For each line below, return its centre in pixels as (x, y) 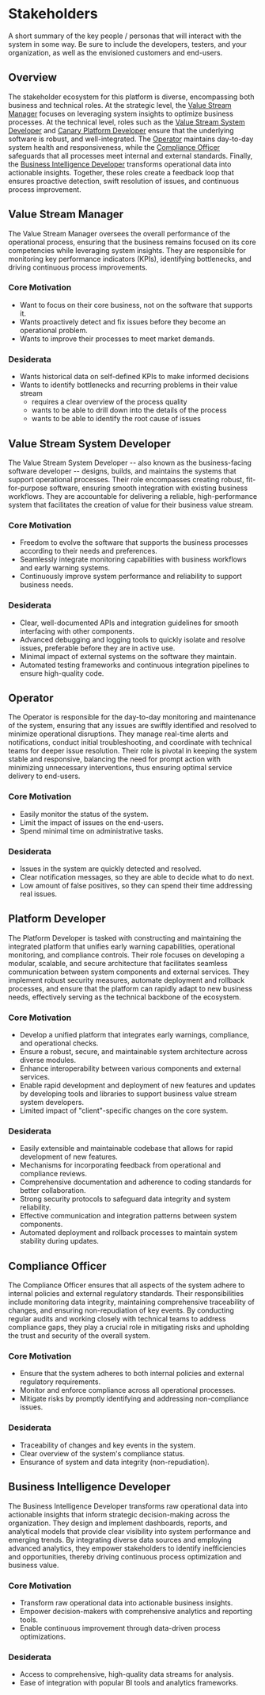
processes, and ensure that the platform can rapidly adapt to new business (131, 988)
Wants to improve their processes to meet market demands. (117, 339)
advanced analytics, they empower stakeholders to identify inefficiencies (127, 1548)
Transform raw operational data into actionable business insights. (126, 1602)
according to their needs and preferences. (89, 551)
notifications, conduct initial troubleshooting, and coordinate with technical (130, 742)
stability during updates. (59, 1241)
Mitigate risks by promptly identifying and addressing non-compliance (134, 1399)
